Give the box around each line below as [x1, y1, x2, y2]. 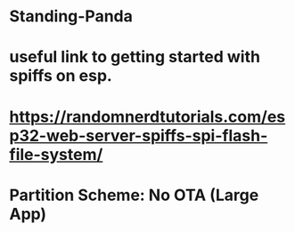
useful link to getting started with [9, 47, 261, 68]
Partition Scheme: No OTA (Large [9, 185, 259, 205]
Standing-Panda [9, 6, 134, 27]
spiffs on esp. [9, 66, 113, 86]
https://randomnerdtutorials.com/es [9, 107, 286, 126]
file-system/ [9, 144, 103, 164]
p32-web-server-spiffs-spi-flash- [9, 125, 268, 146]
